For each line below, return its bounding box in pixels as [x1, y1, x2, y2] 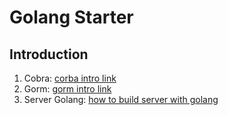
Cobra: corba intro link [23, 72, 117, 84]
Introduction [9, 46, 89, 63]
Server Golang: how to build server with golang [23, 94, 219, 105]
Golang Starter [9, 6, 134, 29]
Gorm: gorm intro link [23, 83, 112, 95]
